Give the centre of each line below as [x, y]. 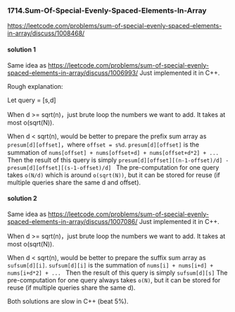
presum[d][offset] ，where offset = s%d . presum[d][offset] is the [103, 144]
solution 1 [22, 49]
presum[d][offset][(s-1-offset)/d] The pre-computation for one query [113, 167]
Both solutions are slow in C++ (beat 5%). [68, 301]
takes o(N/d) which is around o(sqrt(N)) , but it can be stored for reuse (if [114, 175]
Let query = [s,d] [32, 100]
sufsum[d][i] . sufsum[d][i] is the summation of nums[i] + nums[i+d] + [110, 265]
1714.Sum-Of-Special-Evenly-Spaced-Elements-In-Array [107, 11]
